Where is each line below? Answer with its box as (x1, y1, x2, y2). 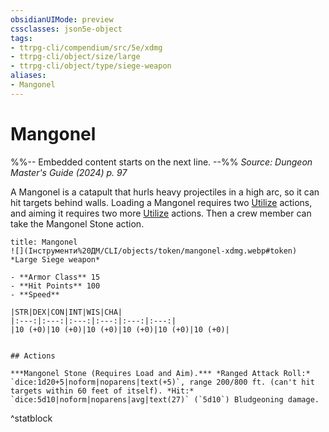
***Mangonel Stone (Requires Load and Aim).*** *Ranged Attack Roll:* (10, 368, 311, 378)
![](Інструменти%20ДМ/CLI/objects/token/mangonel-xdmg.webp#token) (10, 246, 298, 256)
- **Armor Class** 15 (10, 272, 101, 282)
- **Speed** (10, 289, 60, 300)
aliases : (10, 71, 47, 81)
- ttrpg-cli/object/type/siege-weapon (10, 61, 172, 71)
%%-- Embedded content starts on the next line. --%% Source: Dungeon (10, 156, 313, 168)
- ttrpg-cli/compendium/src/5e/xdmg (10, 42, 163, 53)
